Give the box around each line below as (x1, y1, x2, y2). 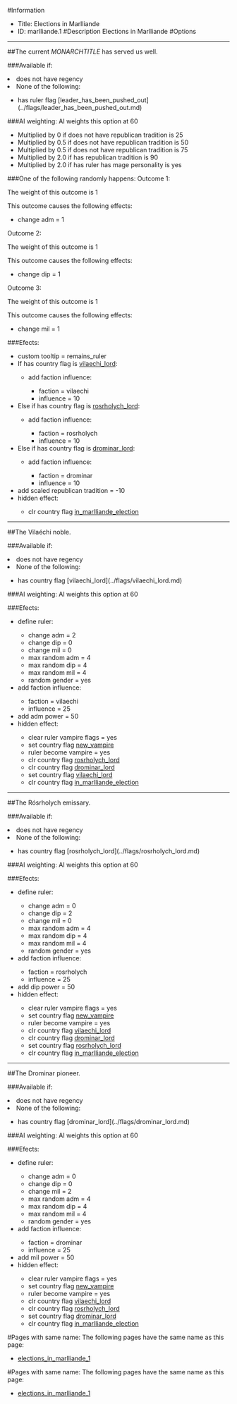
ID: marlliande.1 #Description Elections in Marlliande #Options (17, 28, 196, 35)
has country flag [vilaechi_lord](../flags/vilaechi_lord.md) (17, 576, 183, 585)
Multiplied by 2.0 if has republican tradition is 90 (17, 153, 159, 161)
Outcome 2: (7, 229, 42, 237)
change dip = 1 (17, 270, 61, 278)
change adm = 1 (17, 215, 65, 224)
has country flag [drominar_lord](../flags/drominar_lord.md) (17, 1118, 190, 1125)
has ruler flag (17, 96, 56, 104)
